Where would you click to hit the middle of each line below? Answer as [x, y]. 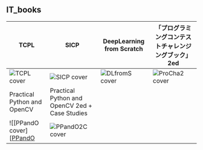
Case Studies [69, 113]
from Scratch [124, 49]
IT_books [24, 10]
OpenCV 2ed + [71, 105]
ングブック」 [173, 55]
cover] [19, 130]
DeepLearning [124, 41]
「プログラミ [173, 28]
